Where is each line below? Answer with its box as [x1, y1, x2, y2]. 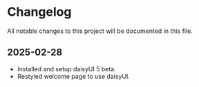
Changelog [7, 4, 72, 20]
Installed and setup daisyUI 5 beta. [17, 64, 116, 73]
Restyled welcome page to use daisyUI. [17, 72, 130, 80]
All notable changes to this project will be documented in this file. [7, 27, 193, 35]
